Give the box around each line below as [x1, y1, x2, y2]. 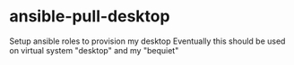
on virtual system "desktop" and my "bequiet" [9, 45, 179, 55]
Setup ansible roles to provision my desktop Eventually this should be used [9, 36, 286, 46]
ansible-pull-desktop [9, 6, 170, 27]
